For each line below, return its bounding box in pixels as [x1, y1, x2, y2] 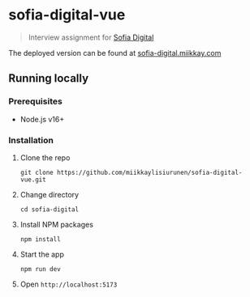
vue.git [19, 176, 46, 184]
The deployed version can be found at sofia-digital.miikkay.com [8, 48, 222, 57]
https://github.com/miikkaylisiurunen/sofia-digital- [56, 168, 243, 176]
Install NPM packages [19, 219, 93, 229]
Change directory [19, 189, 80, 199]
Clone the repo [19, 152, 71, 163]
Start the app [19, 249, 65, 259]
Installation [8, 134, 54, 146]
